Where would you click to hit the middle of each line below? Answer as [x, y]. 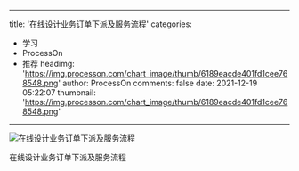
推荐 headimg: [48, 64]
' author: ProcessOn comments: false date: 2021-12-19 [158, 83]
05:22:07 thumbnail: [59, 93]
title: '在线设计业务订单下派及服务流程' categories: [101, 24]
